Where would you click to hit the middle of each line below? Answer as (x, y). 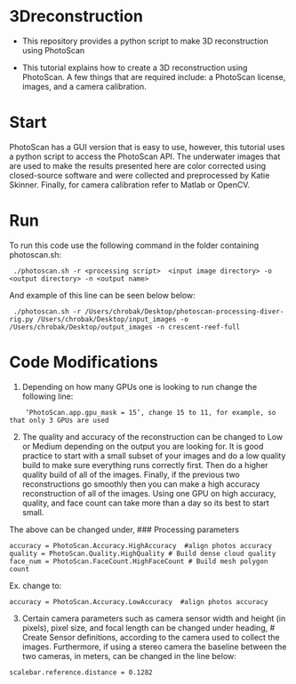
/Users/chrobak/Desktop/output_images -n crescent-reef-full (125, 327)
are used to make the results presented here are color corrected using (138, 165)
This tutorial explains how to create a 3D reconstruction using (135, 68)
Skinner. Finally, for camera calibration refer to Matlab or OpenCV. (130, 185)
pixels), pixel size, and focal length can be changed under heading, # (148, 627)
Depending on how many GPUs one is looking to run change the (140, 386)
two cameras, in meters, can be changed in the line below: (129, 656)
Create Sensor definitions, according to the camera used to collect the (151, 637)
